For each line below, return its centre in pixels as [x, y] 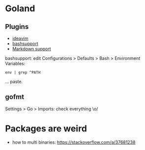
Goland [20, 9]
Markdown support [31, 49]
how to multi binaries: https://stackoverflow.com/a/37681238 [74, 142]
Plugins [17, 27]
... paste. [14, 82]
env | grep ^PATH [23, 73]
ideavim [20, 38]
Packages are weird [46, 128]
